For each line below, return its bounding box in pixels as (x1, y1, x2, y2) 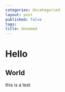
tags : (5, 21, 17, 27)
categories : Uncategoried (5, 7, 60, 13)
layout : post (5, 12, 33, 17)
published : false (5, 17, 42, 22)
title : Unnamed (5, 26, 38, 32)
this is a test (5, 82, 30, 88)
